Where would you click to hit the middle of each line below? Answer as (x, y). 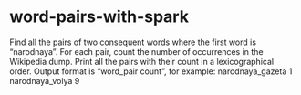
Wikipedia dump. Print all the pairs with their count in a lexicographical (142, 61)
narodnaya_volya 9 (45, 80)
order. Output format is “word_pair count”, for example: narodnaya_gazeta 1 (151, 71)
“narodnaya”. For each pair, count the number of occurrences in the (136, 51)
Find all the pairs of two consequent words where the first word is (133, 42)
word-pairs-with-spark (99, 17)
